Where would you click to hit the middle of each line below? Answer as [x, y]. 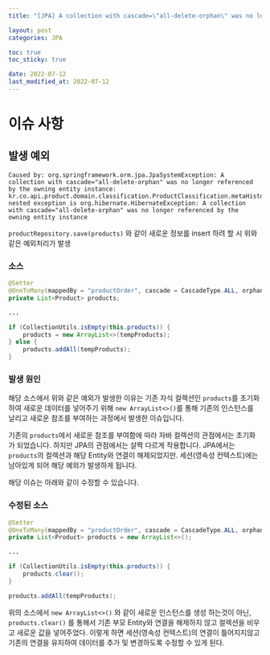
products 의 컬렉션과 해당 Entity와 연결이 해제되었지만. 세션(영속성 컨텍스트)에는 [133, 456]
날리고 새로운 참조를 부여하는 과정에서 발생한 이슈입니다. [96, 418]
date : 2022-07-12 [37, 74]
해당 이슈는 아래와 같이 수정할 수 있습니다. [74, 482]
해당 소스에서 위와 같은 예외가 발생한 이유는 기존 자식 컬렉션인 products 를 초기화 [134, 398]
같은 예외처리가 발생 [39, 243]
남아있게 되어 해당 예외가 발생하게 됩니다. [73, 465]
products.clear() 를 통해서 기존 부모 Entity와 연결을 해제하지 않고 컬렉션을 [127, 622]
